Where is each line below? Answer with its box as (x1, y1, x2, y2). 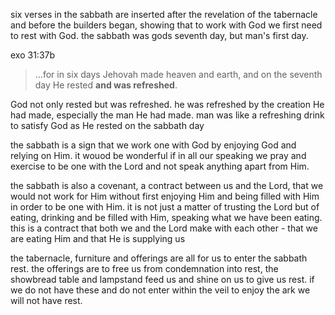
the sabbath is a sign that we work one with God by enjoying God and (10, 139, 297, 151)
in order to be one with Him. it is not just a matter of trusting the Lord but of (10, 201, 320, 213)
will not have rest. (10, 295, 83, 306)
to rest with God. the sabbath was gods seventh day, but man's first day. (10, 30, 309, 41)
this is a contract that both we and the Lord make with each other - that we (10, 222, 318, 234)
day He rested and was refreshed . (34, 79, 178, 91)
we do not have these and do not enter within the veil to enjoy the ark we (10, 284, 311, 296)
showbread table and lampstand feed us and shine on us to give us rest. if (10, 274, 315, 285)
